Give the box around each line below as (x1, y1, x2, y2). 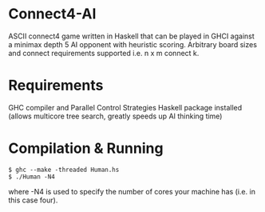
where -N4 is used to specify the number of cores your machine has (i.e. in (8, 186, 255, 196)
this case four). (8, 195, 58, 205)
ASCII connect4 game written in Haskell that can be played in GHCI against (8, 31, 255, 41)
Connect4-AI (8, 5, 97, 23)
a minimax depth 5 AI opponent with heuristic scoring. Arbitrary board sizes (8, 39, 258, 49)
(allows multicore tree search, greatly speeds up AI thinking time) (8, 111, 223, 121)
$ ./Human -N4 (8, 173, 56, 181)
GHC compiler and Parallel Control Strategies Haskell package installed (8, 102, 243, 112)
